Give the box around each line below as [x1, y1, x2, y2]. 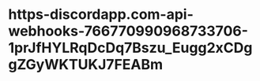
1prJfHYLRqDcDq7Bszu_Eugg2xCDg [8, 39, 253, 57]
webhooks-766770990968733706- [8, 22, 249, 40]
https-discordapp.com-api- [8, 6, 194, 24]
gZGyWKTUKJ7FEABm [8, 56, 164, 74]
